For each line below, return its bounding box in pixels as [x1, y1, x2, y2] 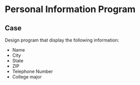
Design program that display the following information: [5, 37, 120, 43]
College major [12, 74, 42, 79]
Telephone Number [12, 68, 53, 74]
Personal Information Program [5, 4, 136, 15]
